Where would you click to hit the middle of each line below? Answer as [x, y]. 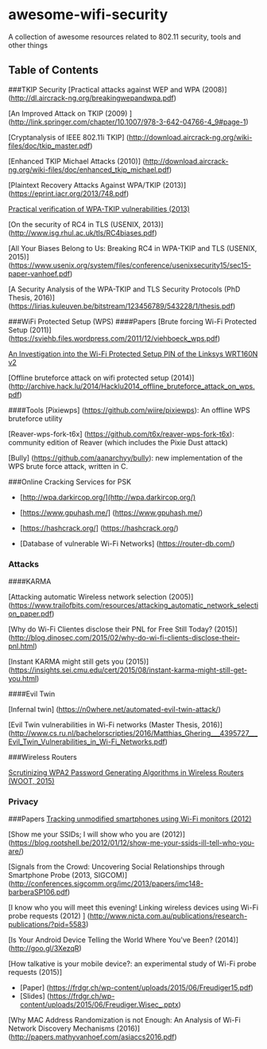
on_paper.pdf [30, 614]
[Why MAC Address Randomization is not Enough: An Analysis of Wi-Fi [124, 1020]
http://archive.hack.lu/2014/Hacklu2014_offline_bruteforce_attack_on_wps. [133, 386]
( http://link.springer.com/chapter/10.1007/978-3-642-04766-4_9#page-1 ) [128, 122]
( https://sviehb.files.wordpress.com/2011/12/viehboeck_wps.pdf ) [114, 338]
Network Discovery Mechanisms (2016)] [74, 1028]
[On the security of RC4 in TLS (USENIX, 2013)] [86, 224]
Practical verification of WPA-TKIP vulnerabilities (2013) [99, 209]
